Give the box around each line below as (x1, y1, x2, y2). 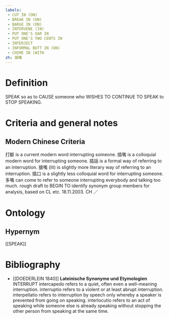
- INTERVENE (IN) (7, 27, 44, 32)
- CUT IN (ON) (7, 12, 38, 17)
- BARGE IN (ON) (7, 21, 42, 27)
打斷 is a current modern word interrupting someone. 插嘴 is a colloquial (5, 152, 156, 158)
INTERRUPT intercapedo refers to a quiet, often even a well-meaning (12, 281, 157, 287)
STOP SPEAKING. (5, 99, 42, 105)
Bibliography (5, 259, 61, 271)
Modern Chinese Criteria (5, 137, 86, 146)
